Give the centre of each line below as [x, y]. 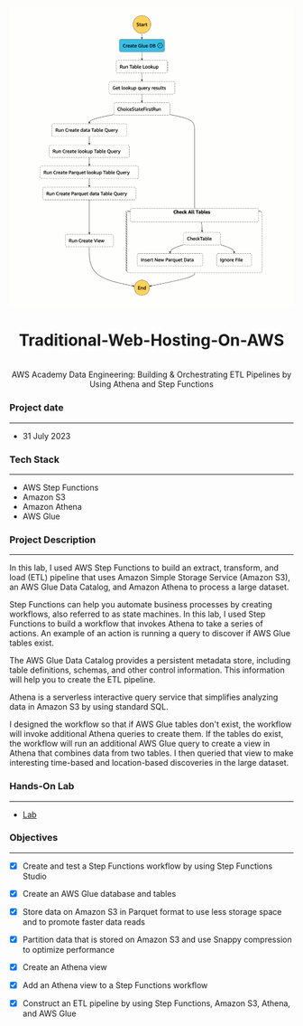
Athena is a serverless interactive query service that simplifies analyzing [144, 697]
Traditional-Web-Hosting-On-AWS [151, 340]
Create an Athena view [64, 967]
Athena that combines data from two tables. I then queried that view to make [151, 753]
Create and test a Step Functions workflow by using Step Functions [147, 866]
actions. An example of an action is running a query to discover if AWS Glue [150, 634]
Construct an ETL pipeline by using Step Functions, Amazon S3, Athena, [156, 1003]
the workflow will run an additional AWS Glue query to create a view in [140, 744]
